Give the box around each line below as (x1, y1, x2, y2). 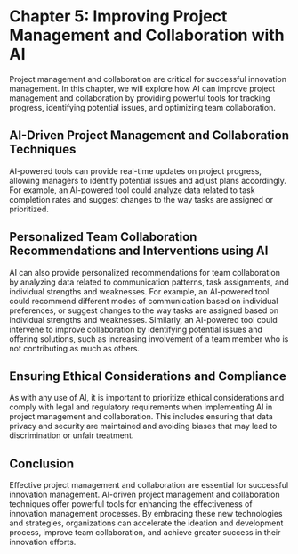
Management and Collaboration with (9, 25, 285, 45)
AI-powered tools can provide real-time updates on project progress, (9, 165, 262, 176)
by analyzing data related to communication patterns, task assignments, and (9, 277, 289, 287)
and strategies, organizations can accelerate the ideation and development (9, 517, 284, 528)
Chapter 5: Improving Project (9, 6, 228, 27)
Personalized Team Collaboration (9, 229, 197, 244)
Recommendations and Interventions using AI (9, 244, 269, 259)
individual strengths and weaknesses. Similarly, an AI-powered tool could (9, 314, 278, 325)
